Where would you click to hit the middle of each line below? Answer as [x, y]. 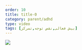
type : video [18, 24]
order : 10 [16, 10]
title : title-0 [21, 14]
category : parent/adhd [29, 19]
